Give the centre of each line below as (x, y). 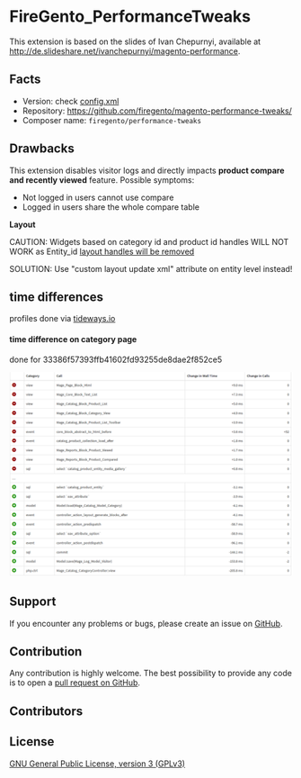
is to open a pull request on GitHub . (75, 683)
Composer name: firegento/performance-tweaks (112, 120)
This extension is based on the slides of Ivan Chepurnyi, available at (135, 41)
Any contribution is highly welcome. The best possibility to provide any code (150, 674)
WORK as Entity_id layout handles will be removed (102, 251)
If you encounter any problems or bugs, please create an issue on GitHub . (146, 623)
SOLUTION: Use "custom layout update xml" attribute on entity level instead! (151, 268)
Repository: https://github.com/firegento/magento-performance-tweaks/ (157, 111)
